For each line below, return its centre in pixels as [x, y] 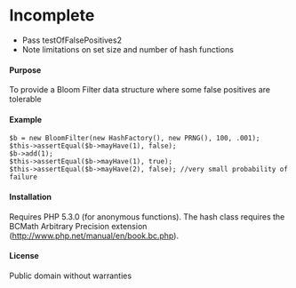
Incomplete [52, 16]
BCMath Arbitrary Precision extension [78, 226]
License [24, 256]
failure [24, 177]
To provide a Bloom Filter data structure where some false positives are [140, 90]
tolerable [25, 100]
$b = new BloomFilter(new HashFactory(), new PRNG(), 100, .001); [135, 139]
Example [26, 119]
